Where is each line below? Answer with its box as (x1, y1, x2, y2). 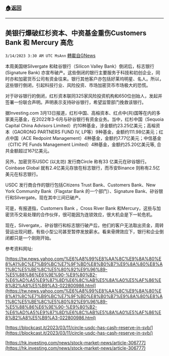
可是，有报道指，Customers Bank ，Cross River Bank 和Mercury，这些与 (5, 206, 157, 212)
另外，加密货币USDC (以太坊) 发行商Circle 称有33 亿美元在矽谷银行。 (5, 159, 149, 165)
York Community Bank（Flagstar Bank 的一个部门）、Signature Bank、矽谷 (5, 188, 159, 194)
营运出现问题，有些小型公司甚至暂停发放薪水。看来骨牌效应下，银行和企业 (5, 229, 159, 235)
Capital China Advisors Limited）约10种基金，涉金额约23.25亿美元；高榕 (5, 123, 156, 129)
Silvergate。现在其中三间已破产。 (14, 194, 83, 200)
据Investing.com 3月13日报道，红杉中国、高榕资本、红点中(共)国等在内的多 (5, 110, 161, 116)
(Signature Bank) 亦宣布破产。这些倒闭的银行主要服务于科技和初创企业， (5, 70, 156, 76)
